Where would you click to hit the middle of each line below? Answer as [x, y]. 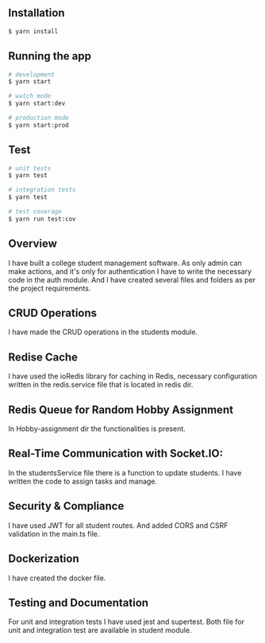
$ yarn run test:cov [42, 219]
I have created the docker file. [57, 578]
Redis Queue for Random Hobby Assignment [121, 409]
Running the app [50, 56]
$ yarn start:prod [38, 125]
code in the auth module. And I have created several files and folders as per [132, 279]
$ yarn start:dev [37, 104]
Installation [36, 13]
